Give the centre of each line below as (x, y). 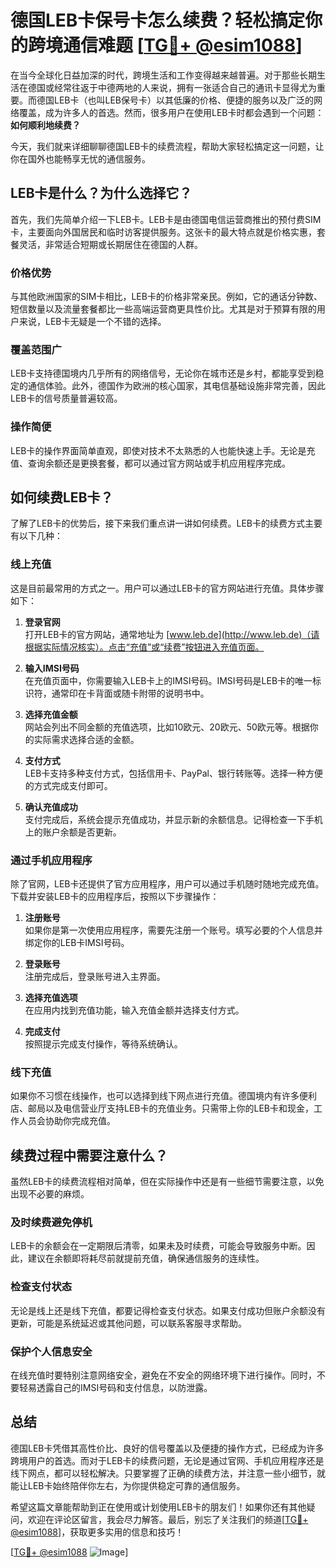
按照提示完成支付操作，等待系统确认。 (103, 1044)
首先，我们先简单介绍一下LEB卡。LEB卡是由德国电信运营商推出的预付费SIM (166, 219)
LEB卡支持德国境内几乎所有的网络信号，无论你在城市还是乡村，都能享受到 (163, 373)
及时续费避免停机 (51, 1223)
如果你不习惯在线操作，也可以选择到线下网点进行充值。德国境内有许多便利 (163, 1096)
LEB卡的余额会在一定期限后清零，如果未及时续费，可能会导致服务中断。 (158, 1246)
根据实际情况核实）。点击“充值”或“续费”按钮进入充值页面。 (144, 647)
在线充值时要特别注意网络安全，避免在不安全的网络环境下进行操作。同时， (163, 1375)
